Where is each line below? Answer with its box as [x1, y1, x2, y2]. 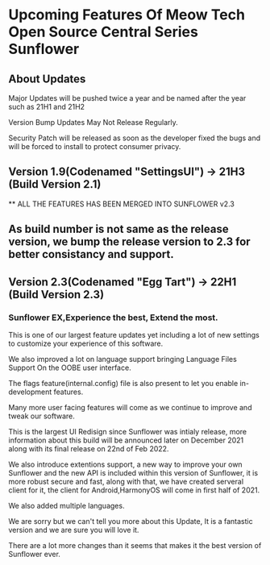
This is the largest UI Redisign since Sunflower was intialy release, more [8, 426, 247, 436]
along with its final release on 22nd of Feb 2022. [8, 443, 169, 453]
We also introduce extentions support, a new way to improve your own [8, 459, 243, 469]
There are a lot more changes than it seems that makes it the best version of [8, 540, 262, 550]
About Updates [8, 72, 86, 85]
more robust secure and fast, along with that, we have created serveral [8, 476, 244, 486]
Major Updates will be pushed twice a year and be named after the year [8, 93, 247, 102]
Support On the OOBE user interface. [8, 363, 131, 372]
